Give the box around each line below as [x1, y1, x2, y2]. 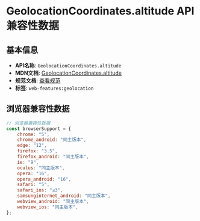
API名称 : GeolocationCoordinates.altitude [14, 62, 122, 69]
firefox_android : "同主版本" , [17, 154, 89, 160]
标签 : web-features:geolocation [14, 84, 94, 92]
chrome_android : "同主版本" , [17, 137, 87, 143]
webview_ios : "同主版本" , [17, 204, 78, 210]
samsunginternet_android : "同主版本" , [17, 193, 111, 199]
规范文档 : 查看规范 [14, 77, 61, 84]
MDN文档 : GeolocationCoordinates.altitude [14, 69, 122, 76]
